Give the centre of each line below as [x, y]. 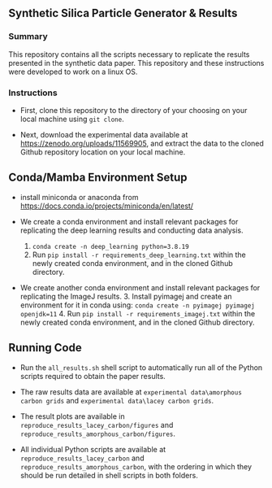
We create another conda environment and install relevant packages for [140, 287]
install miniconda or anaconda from [79, 197]
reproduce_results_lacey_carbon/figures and [97, 425]
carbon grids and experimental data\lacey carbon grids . [117, 400]
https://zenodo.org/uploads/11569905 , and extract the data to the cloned [142, 143]
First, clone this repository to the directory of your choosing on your [134, 110]
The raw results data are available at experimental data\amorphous [131, 392]
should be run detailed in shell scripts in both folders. [109, 475]
